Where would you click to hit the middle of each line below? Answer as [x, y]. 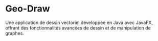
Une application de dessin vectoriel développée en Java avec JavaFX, [79, 22]
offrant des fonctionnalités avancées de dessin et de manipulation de [78, 27]
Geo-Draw [28, 9]
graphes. [15, 33]
